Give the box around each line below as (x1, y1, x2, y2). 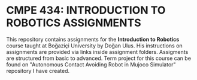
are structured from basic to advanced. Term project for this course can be (6, 55, 192, 62)
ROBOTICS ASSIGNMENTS (6, 16, 142, 30)
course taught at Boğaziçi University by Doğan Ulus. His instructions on (6, 42, 183, 49)
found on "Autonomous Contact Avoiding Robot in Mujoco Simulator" (6, 60, 176, 68)
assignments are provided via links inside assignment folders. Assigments (6, 48, 189, 55)
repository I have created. (6, 67, 70, 74)
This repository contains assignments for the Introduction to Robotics (6, 36, 180, 43)
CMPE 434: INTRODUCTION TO (6, 4, 166, 17)
